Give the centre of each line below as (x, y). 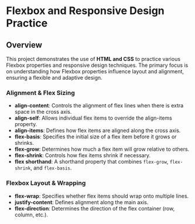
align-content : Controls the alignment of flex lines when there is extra (99, 106)
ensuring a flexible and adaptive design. (54, 78)
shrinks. (24, 143)
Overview (24, 45)
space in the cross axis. (43, 112)
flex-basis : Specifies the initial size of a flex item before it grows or (95, 137)
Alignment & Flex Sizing (40, 93)
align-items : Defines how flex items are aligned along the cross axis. (97, 131)
